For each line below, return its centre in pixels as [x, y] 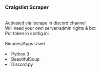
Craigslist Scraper [27, 7]
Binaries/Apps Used [25, 44]
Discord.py [22, 64]
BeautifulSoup [26, 59]
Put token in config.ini [27, 34]
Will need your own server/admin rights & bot [50, 28]
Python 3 [20, 54]
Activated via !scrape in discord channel [45, 23]
